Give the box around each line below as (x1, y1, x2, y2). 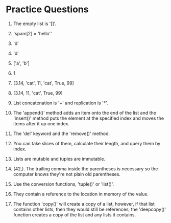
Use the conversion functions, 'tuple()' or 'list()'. (13, 181, 114, 187)
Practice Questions (6, 4, 89, 15)
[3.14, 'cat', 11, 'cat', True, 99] (13, 80, 75, 86)
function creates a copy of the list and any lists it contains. (13, 211, 136, 218)
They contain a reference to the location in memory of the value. (13, 191, 149, 197)
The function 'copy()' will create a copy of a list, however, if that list (13, 200, 155, 207)
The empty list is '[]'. (13, 20, 57, 27)
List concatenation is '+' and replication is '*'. (13, 100, 109, 106)
